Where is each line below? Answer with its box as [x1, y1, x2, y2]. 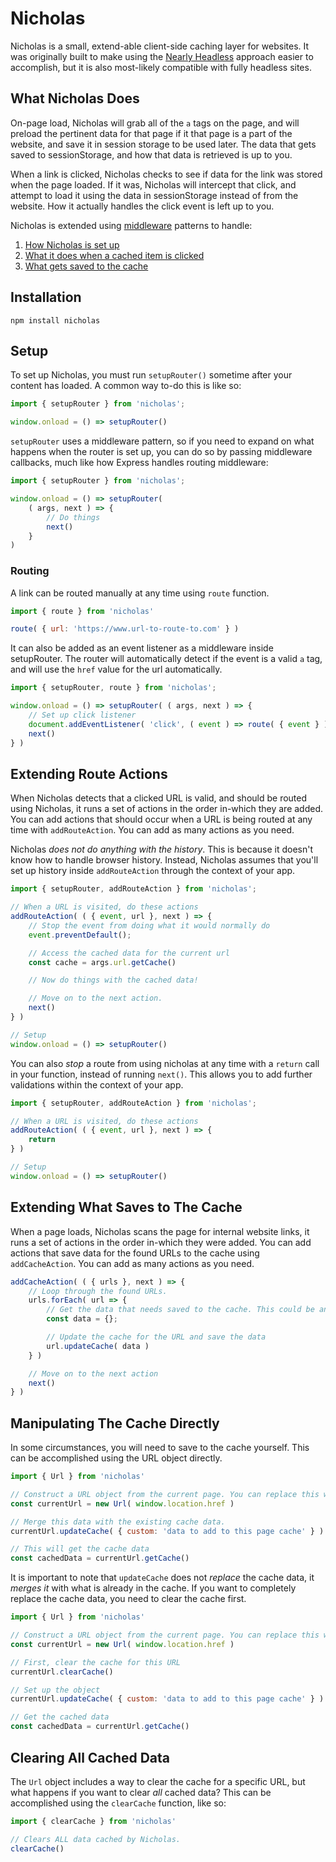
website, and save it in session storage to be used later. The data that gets [10, 138, 317, 150]
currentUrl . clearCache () [10, 1667, 114, 1677]
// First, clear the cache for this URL [10, 1657, 182, 1667]
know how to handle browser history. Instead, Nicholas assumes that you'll [10, 854, 319, 866]
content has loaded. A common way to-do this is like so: [10, 380, 242, 392]
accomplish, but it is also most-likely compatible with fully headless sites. [10, 61, 312, 73]
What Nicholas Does [10, 90, 140, 107]
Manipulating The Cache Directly [10, 1415, 220, 1432]
